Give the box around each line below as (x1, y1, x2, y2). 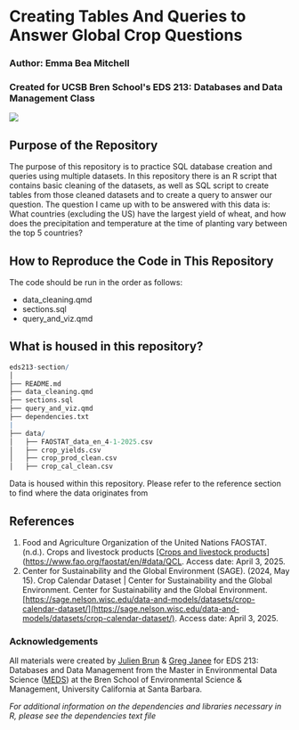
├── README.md (9, 379, 62, 389)
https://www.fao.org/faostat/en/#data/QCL (25, 556, 182, 567)
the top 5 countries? (9, 227, 83, 238)
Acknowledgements (9, 635, 99, 647)
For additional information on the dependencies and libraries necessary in (9, 701, 282, 712)
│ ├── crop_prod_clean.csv (9, 454, 117, 463)
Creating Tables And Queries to (9, 6, 246, 27)
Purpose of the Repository (9, 137, 158, 152)
